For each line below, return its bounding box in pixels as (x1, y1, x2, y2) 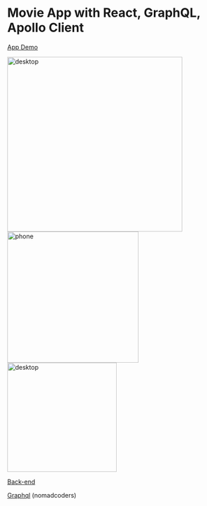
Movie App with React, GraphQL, (7, 5, 201, 21)
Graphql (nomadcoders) (7, 491, 77, 499)
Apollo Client (7, 20, 84, 36)
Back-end (7, 477, 36, 486)
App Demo (7, 43, 38, 51)
